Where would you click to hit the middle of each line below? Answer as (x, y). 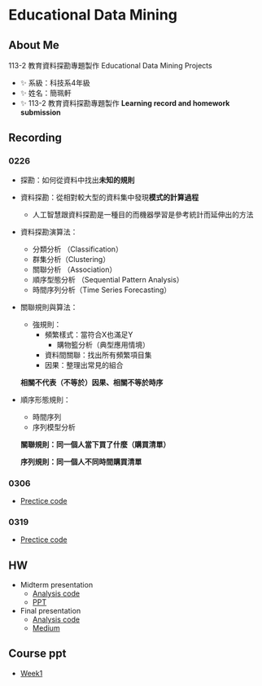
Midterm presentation (57, 585)
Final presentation (50, 611)
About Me (34, 45)
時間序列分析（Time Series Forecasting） (102, 290)
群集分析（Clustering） (71, 259)
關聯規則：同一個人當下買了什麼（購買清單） (95, 444)
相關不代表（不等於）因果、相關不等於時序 (92, 382)
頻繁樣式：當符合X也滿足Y (89, 334)
